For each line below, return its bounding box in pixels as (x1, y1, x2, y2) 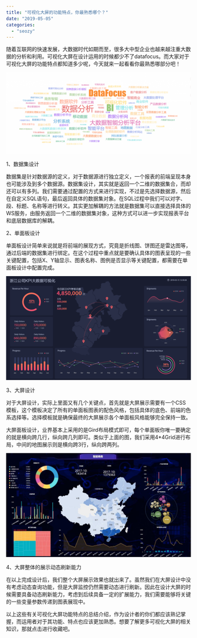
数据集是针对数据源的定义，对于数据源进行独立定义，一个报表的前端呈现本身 (6, 173, 191, 180)
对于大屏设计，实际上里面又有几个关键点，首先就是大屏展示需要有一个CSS (6, 399, 186, 407)
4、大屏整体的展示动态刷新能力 (6, 564, 82, 571)
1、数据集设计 (6, 160, 39, 167)
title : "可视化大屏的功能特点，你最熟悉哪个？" (6, 9, 108, 15)
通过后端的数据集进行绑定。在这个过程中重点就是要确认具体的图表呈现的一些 (6, 249, 191, 256)
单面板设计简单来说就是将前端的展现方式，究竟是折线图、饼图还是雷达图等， (6, 241, 191, 249)
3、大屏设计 (6, 387, 35, 394)
